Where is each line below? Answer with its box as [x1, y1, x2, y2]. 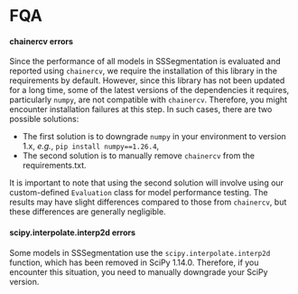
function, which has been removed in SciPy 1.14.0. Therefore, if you [9, 257, 259, 268]
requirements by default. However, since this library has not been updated [9, 75, 285, 86]
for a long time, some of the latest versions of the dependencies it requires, [9, 85, 290, 96]
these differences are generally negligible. [9, 206, 166, 217]
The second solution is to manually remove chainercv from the [22, 150, 256, 161]
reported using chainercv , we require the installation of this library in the [9, 65, 278, 77]
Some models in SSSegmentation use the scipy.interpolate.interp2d [9, 247, 271, 258]
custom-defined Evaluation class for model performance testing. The [9, 187, 268, 198]
